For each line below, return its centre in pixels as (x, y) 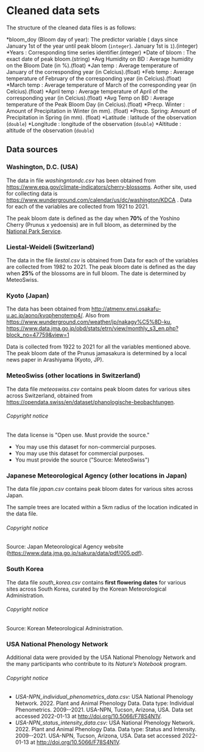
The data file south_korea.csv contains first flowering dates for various (96, 582)
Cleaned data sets (53, 11)
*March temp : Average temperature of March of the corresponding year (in (101, 85)
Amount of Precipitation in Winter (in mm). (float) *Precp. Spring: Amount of (102, 111)
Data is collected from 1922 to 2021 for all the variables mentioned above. (99, 347)
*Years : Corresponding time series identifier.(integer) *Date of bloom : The (101, 52)
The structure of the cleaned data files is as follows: (72, 28)
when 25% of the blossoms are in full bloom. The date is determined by (96, 273)
